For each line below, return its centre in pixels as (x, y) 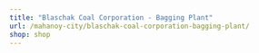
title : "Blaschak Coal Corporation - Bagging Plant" (111, 18)
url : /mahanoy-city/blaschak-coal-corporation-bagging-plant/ (129, 26)
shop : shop (30, 34)
